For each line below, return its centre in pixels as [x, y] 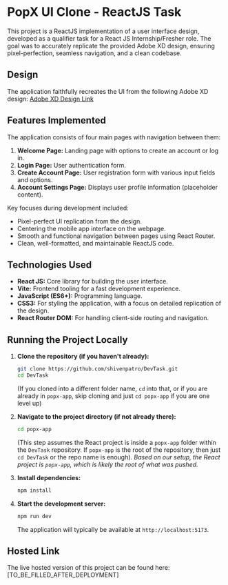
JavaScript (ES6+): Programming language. [80, 296]
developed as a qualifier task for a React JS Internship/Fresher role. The [109, 38]
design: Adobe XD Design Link [51, 99]
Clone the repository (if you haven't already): [83, 357]
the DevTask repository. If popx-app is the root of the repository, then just [119, 450]
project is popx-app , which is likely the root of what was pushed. [107, 464]
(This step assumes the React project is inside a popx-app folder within [117, 442]
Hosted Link [33, 551]
